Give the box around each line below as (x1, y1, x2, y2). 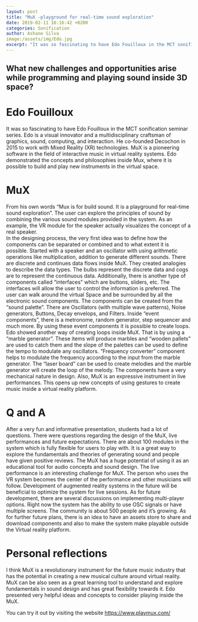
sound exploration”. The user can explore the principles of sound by (6, 209, 171, 216)
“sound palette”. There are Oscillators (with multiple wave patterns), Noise (6, 304, 186, 311)
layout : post (6, 8, 38, 15)
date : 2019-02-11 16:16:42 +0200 (6, 20, 88, 25)
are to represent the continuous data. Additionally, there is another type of (6, 273, 186, 280)
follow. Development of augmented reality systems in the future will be (6, 482, 177, 490)
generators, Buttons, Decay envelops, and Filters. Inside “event (6, 310, 159, 317)
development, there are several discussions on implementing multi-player (6, 495, 184, 502)
